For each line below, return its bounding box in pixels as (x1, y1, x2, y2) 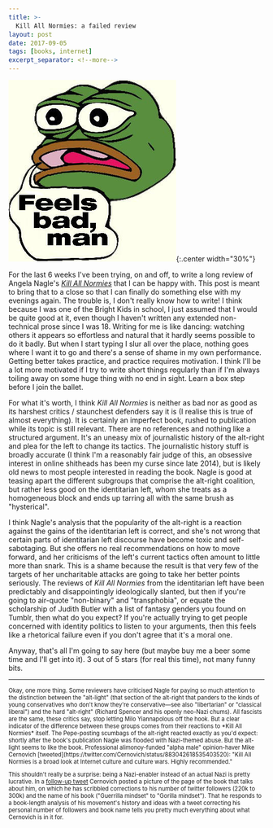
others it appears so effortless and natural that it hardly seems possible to (8, 331, 256, 340)
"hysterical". (8, 502, 50, 511)
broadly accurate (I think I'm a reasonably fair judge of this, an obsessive (8, 450, 253, 459)
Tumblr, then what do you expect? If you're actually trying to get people (8, 613, 248, 622)
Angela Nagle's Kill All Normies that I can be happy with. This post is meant (8, 278, 260, 288)
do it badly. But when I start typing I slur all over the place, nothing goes (8, 339, 249, 348)
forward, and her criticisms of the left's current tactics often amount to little (8, 552, 261, 562)
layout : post (8, 30, 53, 38)
